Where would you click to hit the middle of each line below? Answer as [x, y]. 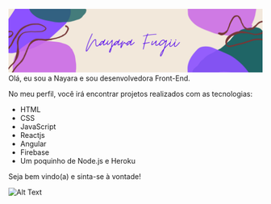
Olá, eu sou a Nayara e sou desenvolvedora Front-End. [100, 78]
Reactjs [33, 135]
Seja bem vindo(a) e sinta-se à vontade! [75, 177]
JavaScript [38, 127]
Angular [33, 144]
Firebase [35, 152]
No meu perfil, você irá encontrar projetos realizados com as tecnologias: [130, 94]
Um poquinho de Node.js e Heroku [77, 161]
